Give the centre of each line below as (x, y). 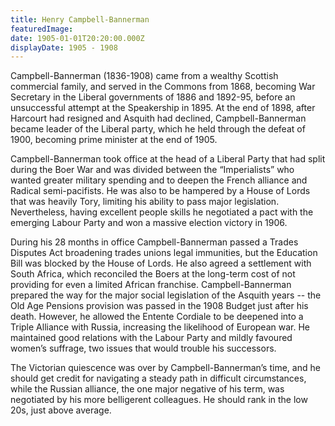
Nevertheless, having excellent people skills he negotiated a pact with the (162, 212)
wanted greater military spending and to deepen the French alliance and (159, 180)
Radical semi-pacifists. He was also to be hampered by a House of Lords (160, 191)
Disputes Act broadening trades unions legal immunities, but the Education (164, 253)
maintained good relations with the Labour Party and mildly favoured (151, 338)
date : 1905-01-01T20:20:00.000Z (77, 38)
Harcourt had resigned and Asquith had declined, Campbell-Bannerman (158, 118)
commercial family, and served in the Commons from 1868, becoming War (163, 87)
